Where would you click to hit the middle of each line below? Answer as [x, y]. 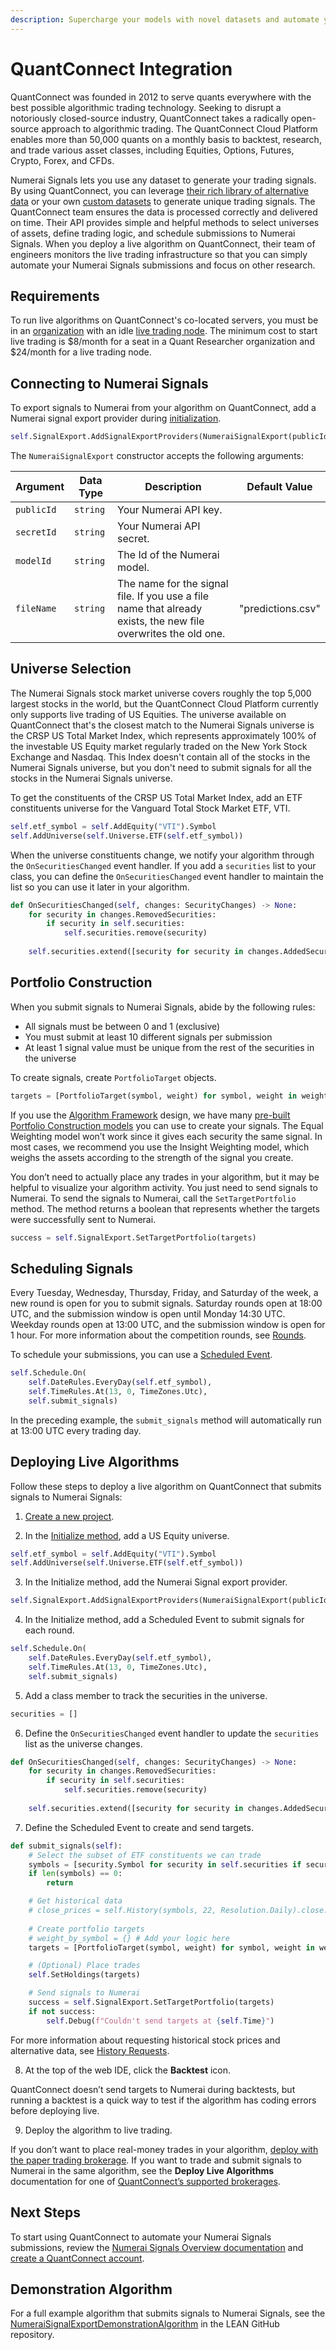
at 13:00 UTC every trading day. [76, 1430]
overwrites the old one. [171, 634]
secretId [36, 532]
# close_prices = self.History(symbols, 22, [122, 1911]
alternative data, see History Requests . [90, 2050]
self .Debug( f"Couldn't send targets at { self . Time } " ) [160, 2021]
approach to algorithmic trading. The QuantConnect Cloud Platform [179, 128]
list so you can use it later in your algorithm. [100, 887]
